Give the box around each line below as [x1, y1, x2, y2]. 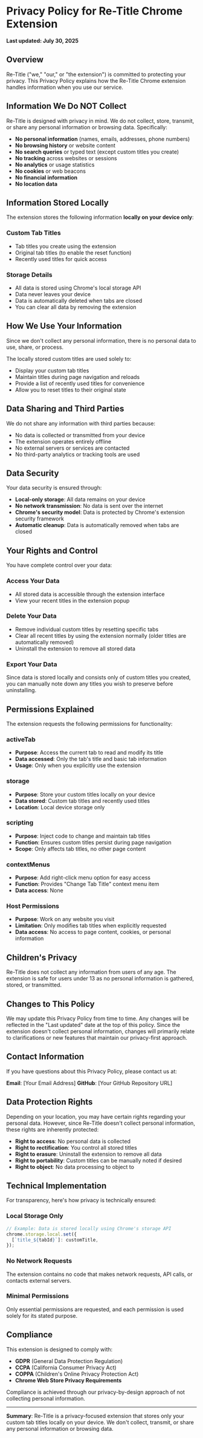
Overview [6, 54, 44, 65]
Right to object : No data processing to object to [14, 1163, 135, 1170]
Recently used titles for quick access [14, 255, 107, 262]
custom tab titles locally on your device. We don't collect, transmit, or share [6, 1419, 195, 1426]
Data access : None [14, 887, 63, 894]
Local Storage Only [6, 1212, 63, 1220]
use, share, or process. [6, 343, 64, 351]
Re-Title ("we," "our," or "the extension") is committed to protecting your [6, 71, 186, 78]
